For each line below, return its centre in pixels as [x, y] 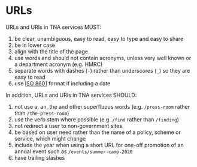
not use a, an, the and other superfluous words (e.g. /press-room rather [102, 106]
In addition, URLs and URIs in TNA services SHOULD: [71, 95]
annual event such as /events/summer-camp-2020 [73, 151]
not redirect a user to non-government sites [68, 126]
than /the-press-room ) [42, 113]
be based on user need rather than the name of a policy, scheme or [97, 132]
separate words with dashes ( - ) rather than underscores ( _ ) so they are [102, 70]
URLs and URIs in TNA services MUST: [53, 27]
